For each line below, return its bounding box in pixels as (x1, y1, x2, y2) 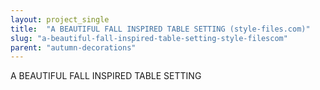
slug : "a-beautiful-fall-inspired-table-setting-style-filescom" (10, 33, 288, 43)
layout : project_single (10, 14, 110, 25)
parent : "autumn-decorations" (10, 42, 137, 53)
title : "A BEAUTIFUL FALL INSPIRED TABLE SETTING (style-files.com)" (10, 24, 311, 34)
